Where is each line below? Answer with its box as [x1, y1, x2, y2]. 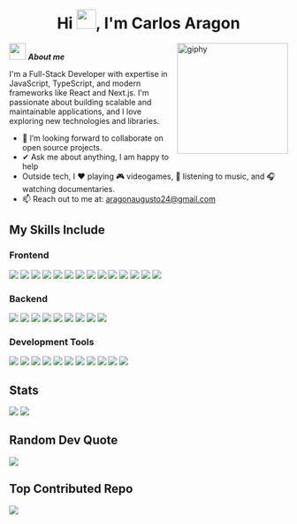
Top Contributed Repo [9, 482, 133, 497]
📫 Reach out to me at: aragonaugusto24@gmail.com [21, 193, 217, 204]
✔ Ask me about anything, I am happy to [21, 151, 170, 162]
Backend [9, 292, 49, 304]
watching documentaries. [21, 183, 115, 194]
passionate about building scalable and [9, 96, 152, 107]
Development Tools [9, 335, 95, 348]
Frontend [9, 249, 49, 261]
